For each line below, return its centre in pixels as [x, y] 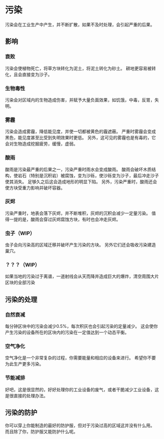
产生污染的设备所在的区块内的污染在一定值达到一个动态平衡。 [67, 332]
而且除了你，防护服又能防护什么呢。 [41, 431]
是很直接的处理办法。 [26, 395]
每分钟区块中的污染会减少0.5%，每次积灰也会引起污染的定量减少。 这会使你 [82, 326]
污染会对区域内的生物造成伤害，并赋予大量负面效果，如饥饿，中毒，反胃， [80, 100]
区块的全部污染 [20, 283]
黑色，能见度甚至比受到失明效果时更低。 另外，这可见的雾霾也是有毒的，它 [81, 138]
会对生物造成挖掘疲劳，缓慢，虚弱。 [41, 144]
